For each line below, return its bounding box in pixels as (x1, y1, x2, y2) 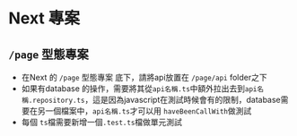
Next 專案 (8, 8, 80, 29)
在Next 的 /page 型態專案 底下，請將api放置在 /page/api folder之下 (21, 72, 267, 82)
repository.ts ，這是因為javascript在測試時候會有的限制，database (31, 95, 282, 105)
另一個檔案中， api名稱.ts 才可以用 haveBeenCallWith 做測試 (37, 106, 252, 116)
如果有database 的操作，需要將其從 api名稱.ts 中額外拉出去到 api (21, 83, 258, 94)
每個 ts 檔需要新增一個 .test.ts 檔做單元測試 (21, 117, 183, 127)
